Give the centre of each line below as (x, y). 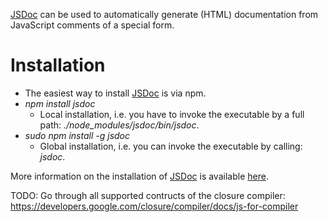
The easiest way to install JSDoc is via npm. (115, 93)
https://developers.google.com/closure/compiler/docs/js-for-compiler (154, 206)
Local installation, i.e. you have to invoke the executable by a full (172, 114)
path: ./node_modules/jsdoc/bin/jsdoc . (119, 125)
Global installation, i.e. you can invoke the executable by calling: (171, 146)
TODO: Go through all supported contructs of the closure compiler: (148, 195)
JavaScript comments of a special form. (92, 25)
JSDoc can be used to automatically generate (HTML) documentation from (164, 14)
